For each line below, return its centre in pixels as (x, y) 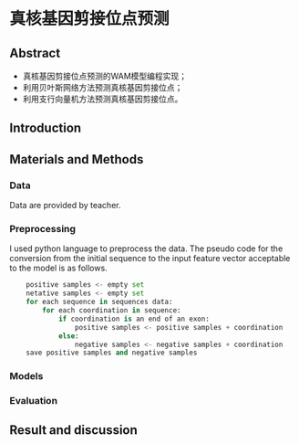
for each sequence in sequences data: (99, 302)
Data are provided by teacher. (65, 206)
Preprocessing (42, 229)
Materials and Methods (77, 159)
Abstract (35, 53)
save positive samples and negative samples (112, 353)
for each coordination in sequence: (112, 311)
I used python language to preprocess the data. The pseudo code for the (146, 248)
